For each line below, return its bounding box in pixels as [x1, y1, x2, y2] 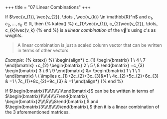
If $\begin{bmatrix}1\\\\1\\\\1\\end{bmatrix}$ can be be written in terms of [5, 88, 154, 94]
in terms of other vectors [17, 47, 69, 53]
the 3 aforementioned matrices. [5, 109, 70, 115]
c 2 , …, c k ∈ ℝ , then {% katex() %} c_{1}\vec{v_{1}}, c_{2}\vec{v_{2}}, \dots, [5, 20, 158, 28]
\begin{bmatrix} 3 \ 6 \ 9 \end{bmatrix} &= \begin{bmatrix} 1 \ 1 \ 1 [5, 67, 140, 74]
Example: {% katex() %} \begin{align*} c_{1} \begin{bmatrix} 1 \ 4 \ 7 [5, 57, 146, 63]
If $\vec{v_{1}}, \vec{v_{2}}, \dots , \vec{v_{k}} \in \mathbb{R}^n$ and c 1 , [5, 14, 154, 21]
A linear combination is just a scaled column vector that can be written [17, 42, 162, 48]
